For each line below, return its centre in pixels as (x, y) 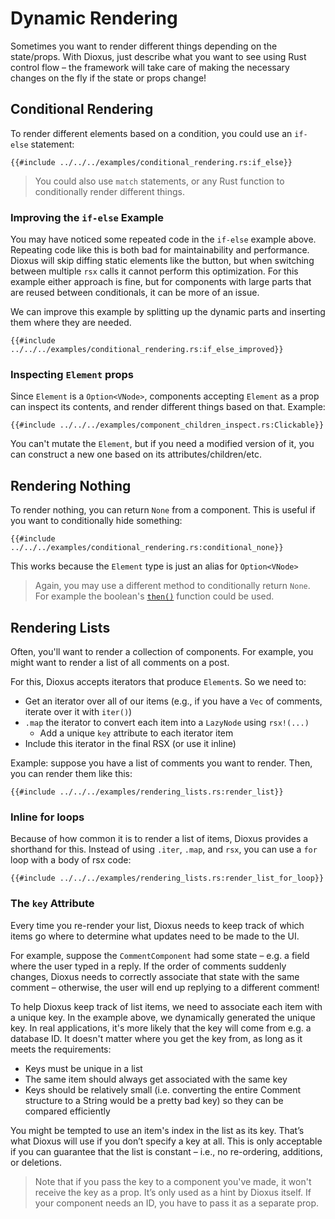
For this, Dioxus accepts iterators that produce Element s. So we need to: (158, 681)
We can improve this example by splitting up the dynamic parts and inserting (168, 312)
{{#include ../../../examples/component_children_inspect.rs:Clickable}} (167, 425)
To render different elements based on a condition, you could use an (151, 133)
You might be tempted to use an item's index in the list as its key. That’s (157, 1130)
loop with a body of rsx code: (71, 860)
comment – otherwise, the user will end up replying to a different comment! (165, 987)
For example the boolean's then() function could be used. (154, 596)
